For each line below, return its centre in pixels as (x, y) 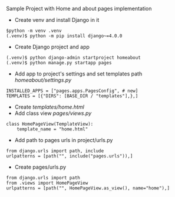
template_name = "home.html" (52, 129)
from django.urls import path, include (55, 151)
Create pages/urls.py (40, 167)
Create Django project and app (52, 47)
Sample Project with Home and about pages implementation (79, 9)
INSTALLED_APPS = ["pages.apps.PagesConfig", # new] (72, 91)
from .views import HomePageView (47, 183)
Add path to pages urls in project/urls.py (64, 140)
